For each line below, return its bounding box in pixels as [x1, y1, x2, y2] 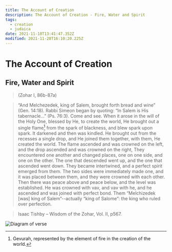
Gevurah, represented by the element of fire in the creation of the [12, 235, 151, 241]
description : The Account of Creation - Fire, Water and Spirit [5, 12, 145, 17]
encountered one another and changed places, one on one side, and [17, 152, 163, 158]
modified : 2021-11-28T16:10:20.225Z [5, 36, 83, 41]
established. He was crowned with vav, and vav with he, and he [17, 184, 152, 191]
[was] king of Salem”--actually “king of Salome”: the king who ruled [17, 195, 161, 201]
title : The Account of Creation [5, 7, 74, 13]
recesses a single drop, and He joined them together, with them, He [17, 135, 160, 141]
